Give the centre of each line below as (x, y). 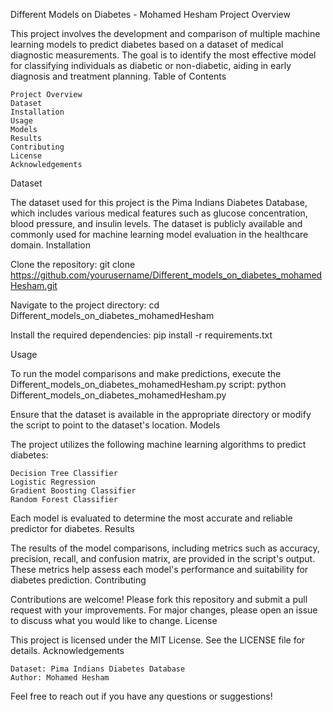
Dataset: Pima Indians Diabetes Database (98, 669)
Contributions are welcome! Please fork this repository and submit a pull (159, 599)
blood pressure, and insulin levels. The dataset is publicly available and (156, 223)
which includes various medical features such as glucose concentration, (159, 213)
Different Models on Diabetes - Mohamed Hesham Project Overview (150, 14)
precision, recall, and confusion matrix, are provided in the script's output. (163, 558)
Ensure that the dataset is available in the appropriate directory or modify (161, 414)
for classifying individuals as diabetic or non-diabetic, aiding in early (151, 65)
